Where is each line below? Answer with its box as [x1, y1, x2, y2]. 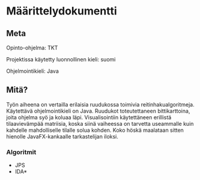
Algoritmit [6, 147, 37, 156]
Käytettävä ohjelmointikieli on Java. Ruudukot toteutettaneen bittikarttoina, [6, 107, 190, 114]
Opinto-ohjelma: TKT [6, 44, 58, 51]
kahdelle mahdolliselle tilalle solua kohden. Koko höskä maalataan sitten [6, 126, 184, 134]
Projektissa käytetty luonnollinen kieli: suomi [6, 56, 116, 63]
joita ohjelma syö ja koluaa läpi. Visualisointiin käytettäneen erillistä [6, 113, 172, 121]
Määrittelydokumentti [6, 4, 117, 18]
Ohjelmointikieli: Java [6, 67, 59, 75]
